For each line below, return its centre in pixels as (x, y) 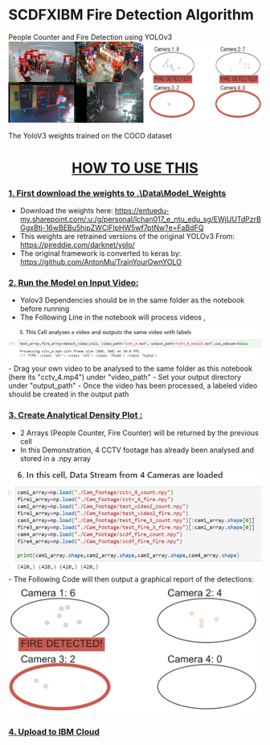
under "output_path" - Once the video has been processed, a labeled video (133, 386)
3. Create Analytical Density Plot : (76, 415)
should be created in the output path (69, 394)
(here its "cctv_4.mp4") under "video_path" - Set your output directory (125, 377)
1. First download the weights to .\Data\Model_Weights (117, 193)
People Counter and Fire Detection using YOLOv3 (90, 37)
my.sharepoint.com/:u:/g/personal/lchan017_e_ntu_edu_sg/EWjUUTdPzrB (140, 220)
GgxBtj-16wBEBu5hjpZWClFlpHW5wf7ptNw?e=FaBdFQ (112, 228)
